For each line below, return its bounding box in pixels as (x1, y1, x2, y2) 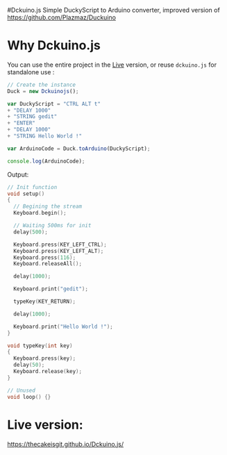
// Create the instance (7, 81, 76, 88)
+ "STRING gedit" (7, 113, 58, 120)
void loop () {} (7, 393, 51, 400)
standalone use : (7, 67, 55, 76)
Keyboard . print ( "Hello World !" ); (13, 323, 113, 330)
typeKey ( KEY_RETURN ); (13, 298, 76, 305)
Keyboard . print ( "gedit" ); (13, 286, 89, 292)
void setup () (7, 190, 45, 197)
